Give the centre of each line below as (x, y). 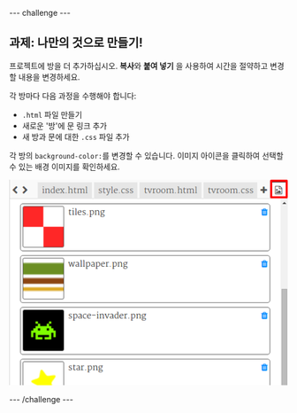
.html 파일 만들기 (52, 114)
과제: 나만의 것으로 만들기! (76, 43)
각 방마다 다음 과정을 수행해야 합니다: (73, 96)
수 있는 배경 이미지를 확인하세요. (65, 167)
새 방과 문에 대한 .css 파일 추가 (76, 136)
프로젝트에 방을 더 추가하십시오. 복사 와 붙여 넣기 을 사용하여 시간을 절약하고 (138, 66)
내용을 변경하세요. (49, 77)
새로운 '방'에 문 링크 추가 (65, 125)
